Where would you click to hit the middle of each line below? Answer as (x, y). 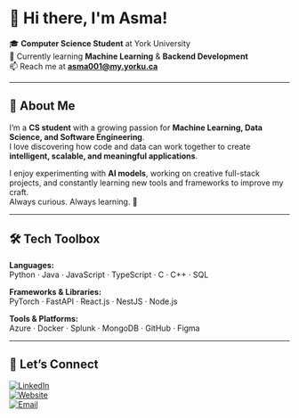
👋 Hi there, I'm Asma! (89, 18)
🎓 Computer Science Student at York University (100, 43)
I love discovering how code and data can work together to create (130, 146)
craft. (19, 192)
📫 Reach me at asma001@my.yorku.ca (84, 66)
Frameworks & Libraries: (56, 291)
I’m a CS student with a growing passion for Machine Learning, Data (136, 127)
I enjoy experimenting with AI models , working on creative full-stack (135, 173)
